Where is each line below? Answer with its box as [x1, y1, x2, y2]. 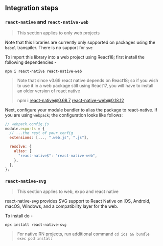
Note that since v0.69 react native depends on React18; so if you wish [17, 77, 158, 83]
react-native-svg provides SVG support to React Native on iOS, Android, [5, 198, 151, 204]
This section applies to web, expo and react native [17, 189, 119, 194]
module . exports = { [5, 126, 45, 131]
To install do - [5, 213, 33, 219]
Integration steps [5, 4, 59, 12]
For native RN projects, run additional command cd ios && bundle [17, 231, 150, 237]
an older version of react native [17, 88, 81, 94]
